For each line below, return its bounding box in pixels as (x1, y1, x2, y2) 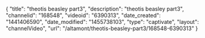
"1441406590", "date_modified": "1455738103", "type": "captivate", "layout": (6, 18, 199, 25)
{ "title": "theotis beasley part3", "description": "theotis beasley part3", (6, 6, 184, 12)
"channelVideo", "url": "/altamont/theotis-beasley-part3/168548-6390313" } (6, 25, 198, 32)
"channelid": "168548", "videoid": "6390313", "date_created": (6, 12, 161, 19)
